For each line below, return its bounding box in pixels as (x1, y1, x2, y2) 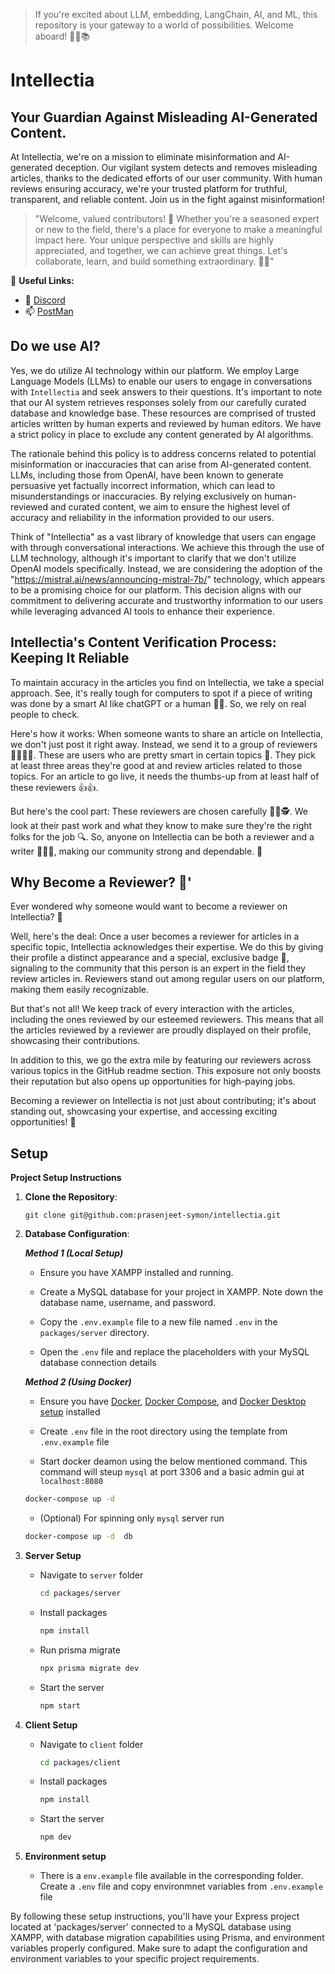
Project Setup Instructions (10, 1172, 122, 1184)
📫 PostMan (24, 305, 74, 317)
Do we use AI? (10, 338, 101, 355)
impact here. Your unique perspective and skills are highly (34, 234, 275, 246)
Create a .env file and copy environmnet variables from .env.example (39, 1880, 324, 1893)
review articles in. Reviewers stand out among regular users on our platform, (10, 973, 325, 985)
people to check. (10, 708, 80, 720)
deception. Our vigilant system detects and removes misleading (54, 162, 318, 173)
